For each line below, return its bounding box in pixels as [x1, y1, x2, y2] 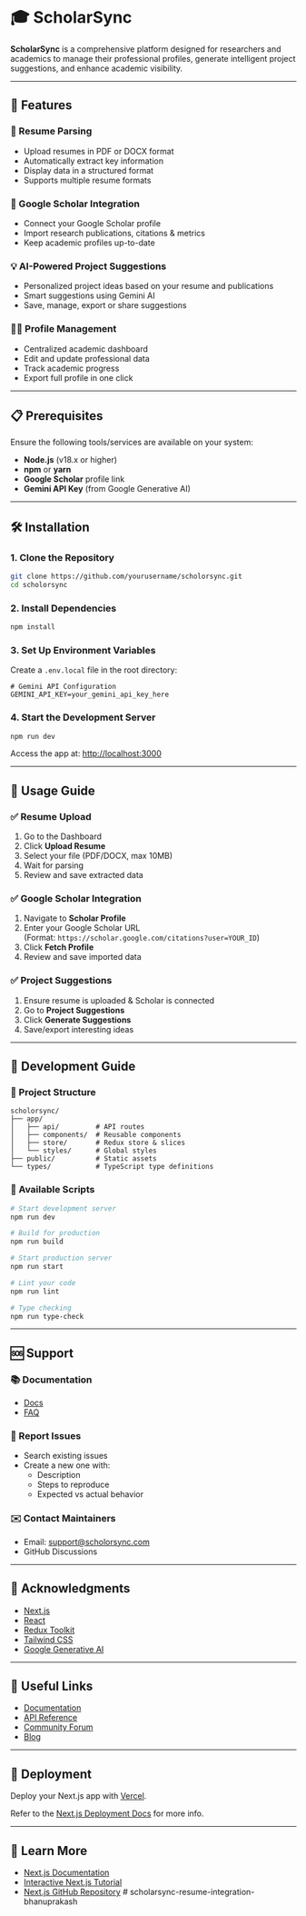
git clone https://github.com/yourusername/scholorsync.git [10, 572, 243, 582]
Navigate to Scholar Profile [23, 913, 126, 923]
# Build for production [10, 1229, 101, 1238]
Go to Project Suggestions [23, 1004, 125, 1015]
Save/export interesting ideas [23, 1023, 134, 1034]
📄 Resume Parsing [10, 125, 93, 137]
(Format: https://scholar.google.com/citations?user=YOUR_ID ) [23, 933, 261, 943]
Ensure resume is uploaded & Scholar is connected [23, 994, 215, 1005]
